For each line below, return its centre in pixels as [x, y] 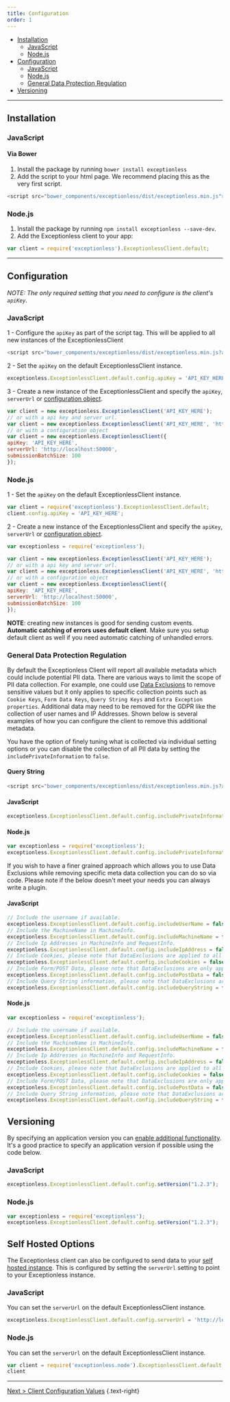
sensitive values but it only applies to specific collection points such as [107, 692]
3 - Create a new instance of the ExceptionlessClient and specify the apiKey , [115, 391]
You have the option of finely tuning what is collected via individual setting [112, 741]
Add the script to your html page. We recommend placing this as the [113, 177]
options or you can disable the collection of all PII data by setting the [104, 749]
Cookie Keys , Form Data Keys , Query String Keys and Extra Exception [105, 699]
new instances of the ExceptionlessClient [65, 340]
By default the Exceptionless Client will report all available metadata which [112, 670]
